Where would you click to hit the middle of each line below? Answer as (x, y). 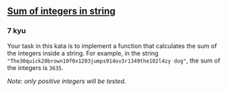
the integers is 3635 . (35, 67)
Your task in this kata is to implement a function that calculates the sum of (112, 46)
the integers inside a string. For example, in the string (83, 53)
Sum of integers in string (61, 11)
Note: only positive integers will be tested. (67, 81)
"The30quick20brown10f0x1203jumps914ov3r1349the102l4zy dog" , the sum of (114, 60)
